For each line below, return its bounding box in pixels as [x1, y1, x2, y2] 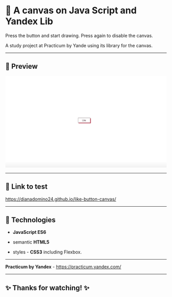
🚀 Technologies [5, 215, 56, 224]
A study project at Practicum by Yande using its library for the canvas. [5, 42, 153, 48]
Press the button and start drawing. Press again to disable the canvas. [5, 32, 154, 38]
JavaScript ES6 [12, 229, 47, 235]
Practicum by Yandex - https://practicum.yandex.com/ [5, 264, 121, 270]
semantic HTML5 [12, 239, 50, 245]
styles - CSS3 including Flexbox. [12, 249, 82, 255]
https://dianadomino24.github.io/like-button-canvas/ [5, 196, 117, 202]
